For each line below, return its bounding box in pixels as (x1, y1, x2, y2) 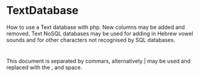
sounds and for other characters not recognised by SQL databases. (6, 36, 175, 43)
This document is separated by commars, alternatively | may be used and (6, 58, 190, 65)
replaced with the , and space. (6, 64, 83, 71)
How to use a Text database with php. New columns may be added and (6, 23, 186, 31)
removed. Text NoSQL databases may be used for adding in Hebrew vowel (6, 29, 194, 37)
